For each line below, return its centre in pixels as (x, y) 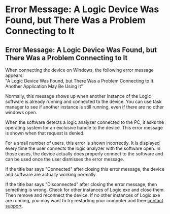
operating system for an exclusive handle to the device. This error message (84, 128)
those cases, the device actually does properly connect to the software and (84, 154)
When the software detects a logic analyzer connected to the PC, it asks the (85, 122)
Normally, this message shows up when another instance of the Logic (78, 96)
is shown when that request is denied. (45, 133)
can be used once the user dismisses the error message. (65, 159)
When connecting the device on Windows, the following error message (79, 70)
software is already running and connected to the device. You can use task (83, 101)
